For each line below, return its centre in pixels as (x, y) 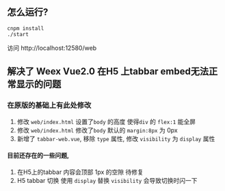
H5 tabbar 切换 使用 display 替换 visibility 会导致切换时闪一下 (107, 180)
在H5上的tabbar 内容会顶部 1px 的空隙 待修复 (80, 172)
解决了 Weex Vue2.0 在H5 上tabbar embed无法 (108, 71)
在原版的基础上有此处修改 (49, 106)
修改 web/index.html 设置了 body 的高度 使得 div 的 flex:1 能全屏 (106, 121)
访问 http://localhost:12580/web (52, 48)
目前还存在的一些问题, (38, 156)
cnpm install (26, 28)
